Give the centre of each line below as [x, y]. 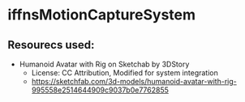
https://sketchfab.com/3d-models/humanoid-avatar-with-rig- [134, 81]
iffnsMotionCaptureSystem [102, 15]
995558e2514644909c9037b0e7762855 [100, 90]
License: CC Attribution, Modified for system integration [125, 73]
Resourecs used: [51, 45]
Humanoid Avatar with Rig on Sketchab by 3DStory [104, 64]
